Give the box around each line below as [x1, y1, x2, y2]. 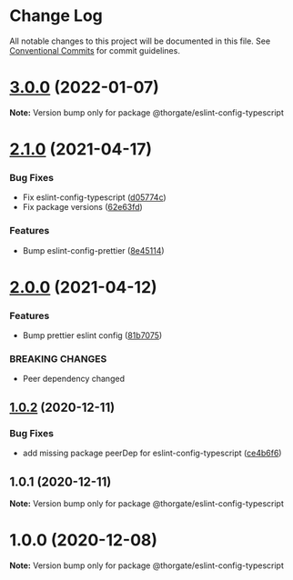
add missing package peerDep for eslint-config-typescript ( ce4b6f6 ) [22, 447, 282, 459]
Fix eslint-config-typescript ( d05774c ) [22, 192, 167, 203]
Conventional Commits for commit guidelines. [9, 45, 180, 55]
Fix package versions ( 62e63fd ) [22, 202, 143, 213]
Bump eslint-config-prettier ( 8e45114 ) [22, 245, 166, 255]
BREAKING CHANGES [9, 353, 107, 365]
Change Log [9, 5, 103, 26]
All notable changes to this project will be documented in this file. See [9, 35, 271, 46]
